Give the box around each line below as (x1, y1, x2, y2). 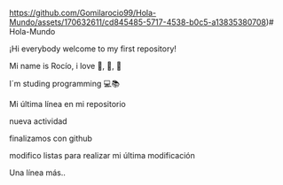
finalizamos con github (9, 133, 93, 143)
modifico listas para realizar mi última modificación (9, 150, 195, 160)
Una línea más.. (9, 167, 67, 178)
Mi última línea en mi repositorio (9, 99, 126, 109)
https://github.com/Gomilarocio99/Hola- (9, 8, 157, 18)
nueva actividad (9, 116, 68, 127)
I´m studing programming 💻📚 (9, 79, 120, 89)
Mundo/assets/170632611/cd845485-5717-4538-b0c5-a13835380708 (9, 17, 266, 27)
